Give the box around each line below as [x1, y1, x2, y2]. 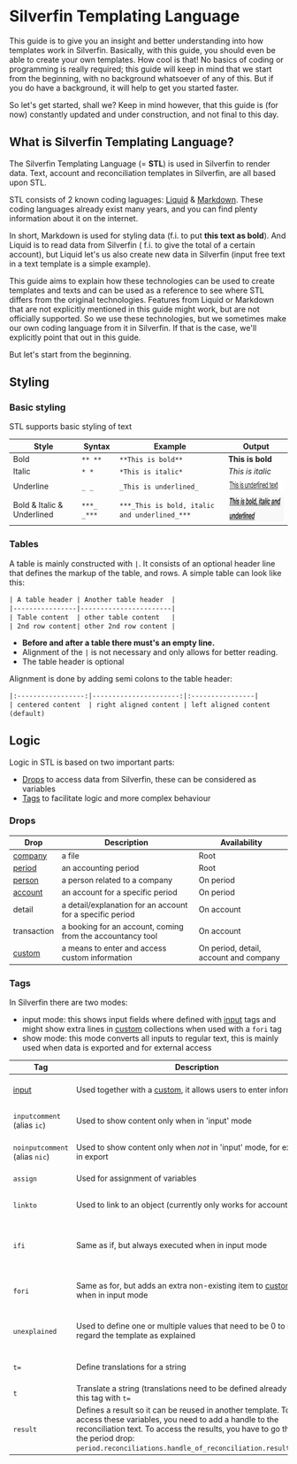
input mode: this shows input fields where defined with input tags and [21, 1013, 277, 1024]
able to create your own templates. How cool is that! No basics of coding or [9, 54, 285, 65]
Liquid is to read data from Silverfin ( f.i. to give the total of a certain [9, 239, 255, 250]
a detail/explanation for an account [61, 899, 188, 910]
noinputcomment [12, 1144, 69, 1152]
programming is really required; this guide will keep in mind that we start [9, 64, 272, 74]
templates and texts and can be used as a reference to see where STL [9, 285, 265, 296]
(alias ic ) [12, 1120, 46, 1130]
